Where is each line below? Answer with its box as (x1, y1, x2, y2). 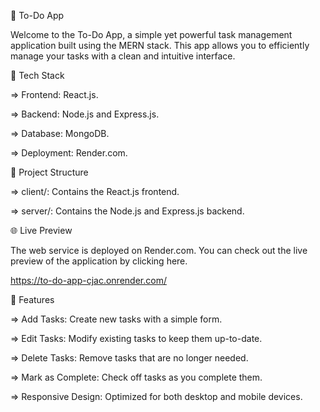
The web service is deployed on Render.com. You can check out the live (10, 245, 308, 256)
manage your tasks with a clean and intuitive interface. (10, 50, 236, 62)
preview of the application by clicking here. (10, 255, 188, 267)
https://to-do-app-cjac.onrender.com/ (10, 275, 167, 286)
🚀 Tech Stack (10, 70, 65, 81)
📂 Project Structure (10, 166, 89, 178)
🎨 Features (10, 294, 55, 305)
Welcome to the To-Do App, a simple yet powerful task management (10, 29, 293, 40)
